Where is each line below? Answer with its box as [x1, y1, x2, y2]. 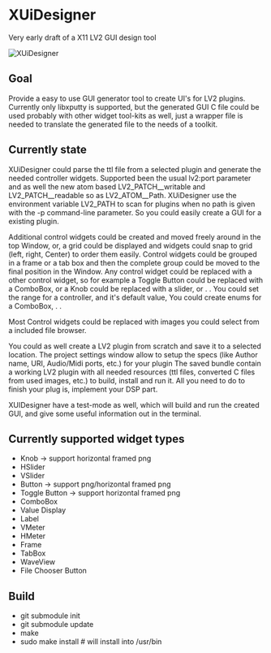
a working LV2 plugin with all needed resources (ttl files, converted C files [8, 367, 256, 377]
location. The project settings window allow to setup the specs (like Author [8, 349, 258, 359]
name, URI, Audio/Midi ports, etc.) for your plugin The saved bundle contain [8, 358, 261, 368]
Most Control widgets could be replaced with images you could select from [8, 317, 260, 326]
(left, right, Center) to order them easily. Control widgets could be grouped [8, 249, 257, 259]
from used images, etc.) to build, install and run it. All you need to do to [8, 375, 246, 385]
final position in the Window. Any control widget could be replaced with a [8, 266, 253, 276]
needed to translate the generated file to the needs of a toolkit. [8, 119, 218, 129]
